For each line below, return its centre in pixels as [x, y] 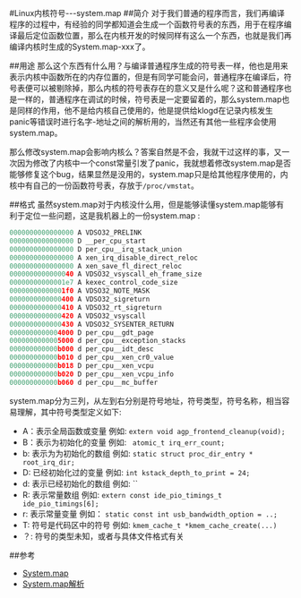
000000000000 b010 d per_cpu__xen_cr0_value [92, 358]
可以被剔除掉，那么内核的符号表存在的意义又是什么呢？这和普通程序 [158, 88]
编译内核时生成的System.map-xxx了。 [80, 47]
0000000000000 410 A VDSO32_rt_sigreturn [86, 307]
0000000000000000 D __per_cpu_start [77, 241]
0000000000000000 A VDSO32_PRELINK [76, 233]
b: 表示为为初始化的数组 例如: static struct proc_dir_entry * [138, 453]
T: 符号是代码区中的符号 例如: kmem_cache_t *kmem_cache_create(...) [150, 525]
